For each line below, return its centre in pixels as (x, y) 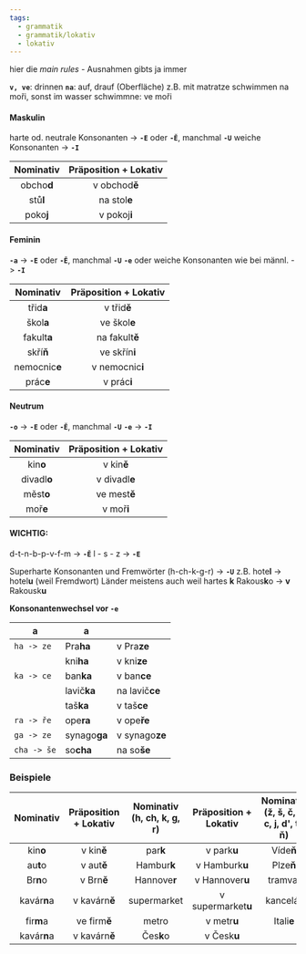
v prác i (118, 381)
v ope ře (133, 721)
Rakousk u (28, 591)
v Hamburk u (222, 866)
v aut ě (94, 866)
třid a (38, 307)
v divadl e (116, 479)
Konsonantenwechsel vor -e (64, 608)
